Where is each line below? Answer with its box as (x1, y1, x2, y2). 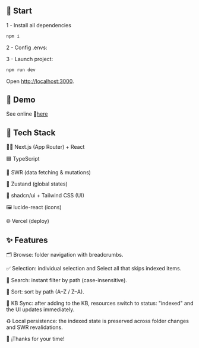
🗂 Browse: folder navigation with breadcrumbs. (6, 251, 124, 258)
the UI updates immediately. (6, 306, 75, 313)
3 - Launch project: (6, 55, 53, 62)
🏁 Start (6, 6, 33, 16)
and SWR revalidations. (6, 324, 64, 331)
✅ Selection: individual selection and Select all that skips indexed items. (6, 265, 182, 272)
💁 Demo (6, 94, 36, 104)
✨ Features (6, 235, 48, 245)
